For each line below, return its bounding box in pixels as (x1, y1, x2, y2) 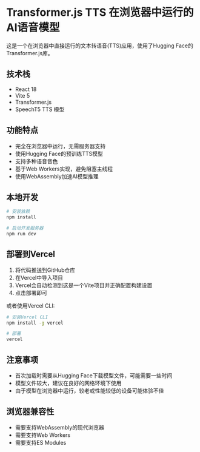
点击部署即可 (15, 289, 47, 296)
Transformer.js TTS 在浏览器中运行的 (6, 5, 194, 19)
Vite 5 (15, 92, 30, 99)
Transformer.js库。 (6, 49, 53, 56)
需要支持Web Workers (15, 431, 71, 439)
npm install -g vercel (6, 320, 64, 326)
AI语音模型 (6, 21, 60, 35)
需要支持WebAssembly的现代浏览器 (15, 423, 104, 431)
